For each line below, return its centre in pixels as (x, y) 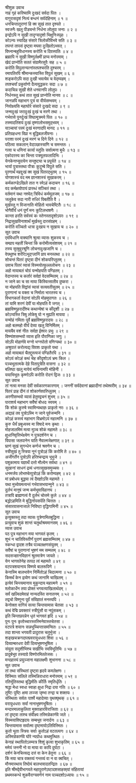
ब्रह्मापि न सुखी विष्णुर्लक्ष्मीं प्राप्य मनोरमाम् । (36, 57)
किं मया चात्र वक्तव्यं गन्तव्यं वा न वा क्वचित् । (39, 758)
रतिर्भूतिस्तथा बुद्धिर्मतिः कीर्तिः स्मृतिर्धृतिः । (36, 682)
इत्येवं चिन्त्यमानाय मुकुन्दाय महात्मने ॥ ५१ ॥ (38, 583)
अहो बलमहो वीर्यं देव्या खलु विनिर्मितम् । (34, 325)
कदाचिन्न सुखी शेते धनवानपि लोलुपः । (33, 90)
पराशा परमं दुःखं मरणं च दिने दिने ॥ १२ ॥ (36, 139)
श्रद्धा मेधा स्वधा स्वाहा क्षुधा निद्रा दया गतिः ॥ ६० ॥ (42, 687)
